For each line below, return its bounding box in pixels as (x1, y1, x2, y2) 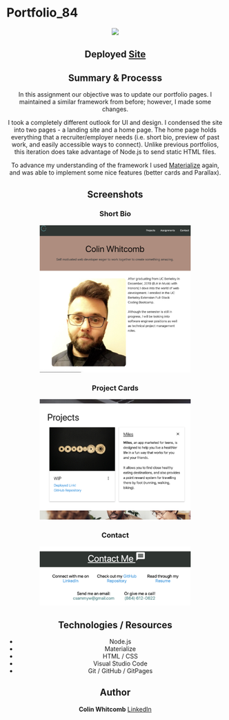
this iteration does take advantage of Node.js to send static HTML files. (14, 148, 217, 156)
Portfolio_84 (6, 5, 79, 21)
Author (99, 687, 131, 699)
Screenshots (87, 188, 143, 200)
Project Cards (92, 383, 139, 393)
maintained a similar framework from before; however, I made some (19, 98, 212, 106)
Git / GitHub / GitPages (88, 666, 153, 674)
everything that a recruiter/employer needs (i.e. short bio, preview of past (10, 133, 220, 142)
